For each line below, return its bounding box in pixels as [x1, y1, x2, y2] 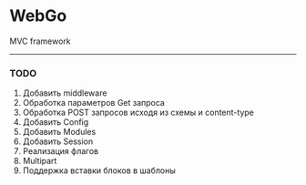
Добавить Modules [22, 127, 97, 138]
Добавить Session [22, 136, 94, 147]
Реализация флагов [22, 146, 98, 157]
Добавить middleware [22, 87, 107, 98]
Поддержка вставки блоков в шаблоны [22, 165, 176, 176]
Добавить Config [22, 117, 89, 128]
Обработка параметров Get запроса [22, 98, 166, 108]
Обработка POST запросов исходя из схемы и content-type [22, 107, 255, 118]
